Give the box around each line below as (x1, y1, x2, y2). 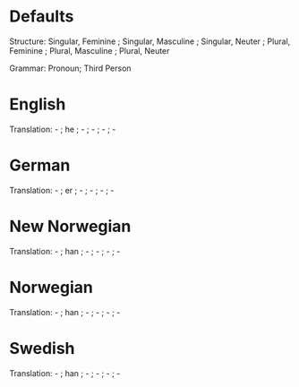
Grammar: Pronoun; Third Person (9, 63, 132, 73)
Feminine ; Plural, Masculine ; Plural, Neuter (9, 45, 170, 56)
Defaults (9, 6, 74, 27)
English (9, 94, 66, 115)
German (9, 155, 71, 176)
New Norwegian (9, 217, 132, 236)
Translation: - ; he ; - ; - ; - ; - (9, 124, 116, 134)
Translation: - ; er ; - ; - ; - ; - (9, 185, 115, 195)
